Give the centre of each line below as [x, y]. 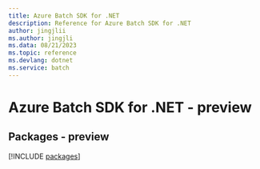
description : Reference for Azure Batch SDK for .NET [100, 23]
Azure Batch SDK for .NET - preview [130, 107]
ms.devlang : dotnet [41, 61]
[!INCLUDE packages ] [44, 156]
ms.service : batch [39, 68]
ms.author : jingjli [41, 38]
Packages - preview [59, 137]
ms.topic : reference [43, 53]
